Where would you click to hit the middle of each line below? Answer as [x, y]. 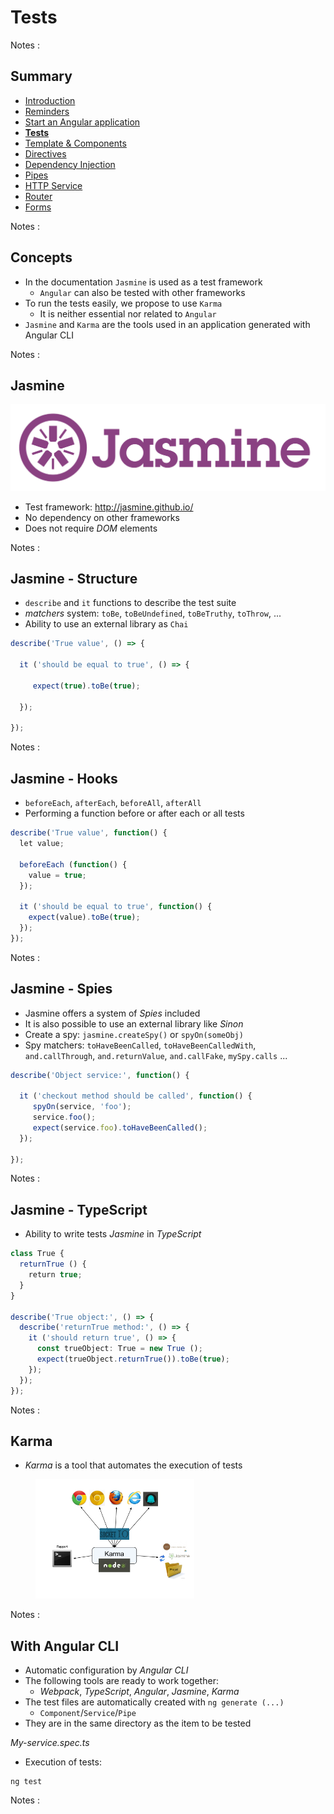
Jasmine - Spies [61, 989]
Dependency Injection [70, 164]
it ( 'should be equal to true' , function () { [116, 907]
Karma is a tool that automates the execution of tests [133, 1465]
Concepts [41, 257]
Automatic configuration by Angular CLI [106, 1670]
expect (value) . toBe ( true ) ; [84, 917]
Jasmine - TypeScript [79, 1209]
